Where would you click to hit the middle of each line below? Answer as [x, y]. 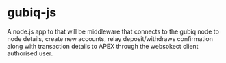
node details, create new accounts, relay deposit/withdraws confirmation [110, 38]
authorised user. [30, 53]
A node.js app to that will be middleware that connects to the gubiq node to [113, 32]
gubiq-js [32, 13]
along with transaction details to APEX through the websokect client [103, 46]
